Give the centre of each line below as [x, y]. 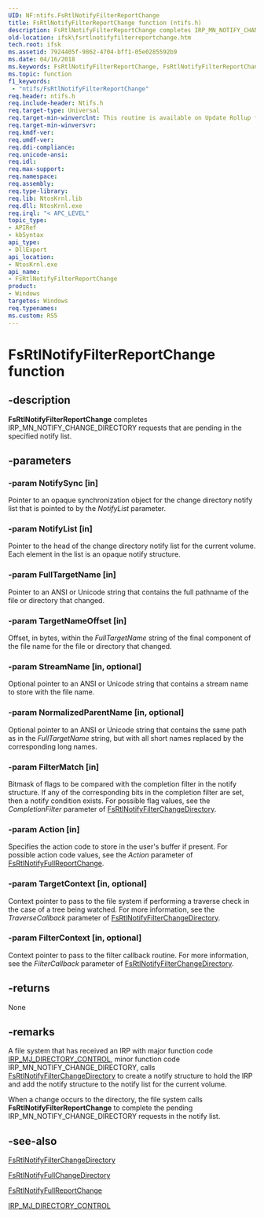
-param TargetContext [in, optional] [78, 884]
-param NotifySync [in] [53, 483]
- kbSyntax [26, 235]
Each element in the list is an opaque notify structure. [94, 554]
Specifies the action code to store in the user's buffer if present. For [118, 846]
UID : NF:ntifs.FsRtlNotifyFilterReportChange [84, 15]
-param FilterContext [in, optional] [75, 938]
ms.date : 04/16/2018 [42, 60]
